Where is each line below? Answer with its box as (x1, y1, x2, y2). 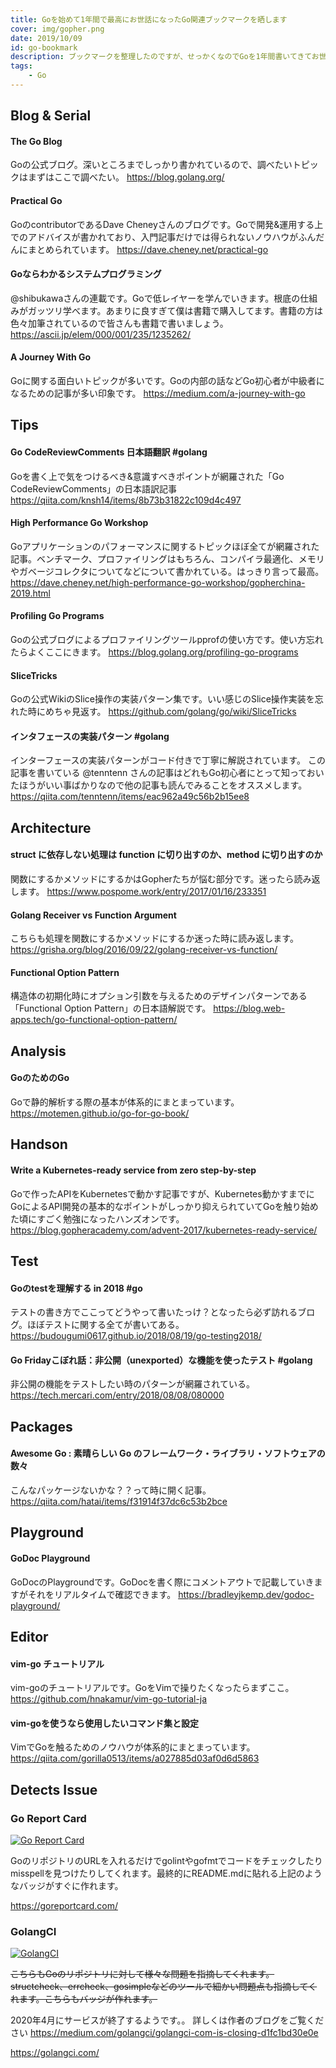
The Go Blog (10, 135, 63, 147)
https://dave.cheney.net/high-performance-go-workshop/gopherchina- (10, 576, 306, 588)
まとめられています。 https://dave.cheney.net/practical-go (27, 243, 269, 255)
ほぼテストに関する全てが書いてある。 (26, 1319, 185, 1331)
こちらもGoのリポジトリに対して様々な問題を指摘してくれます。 (10, 1968, 275, 1980)
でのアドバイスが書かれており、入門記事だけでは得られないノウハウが (10, 231, 299, 243)
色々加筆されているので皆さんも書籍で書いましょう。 (10, 317, 229, 329)
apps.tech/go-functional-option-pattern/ (10, 1014, 178, 1026)
